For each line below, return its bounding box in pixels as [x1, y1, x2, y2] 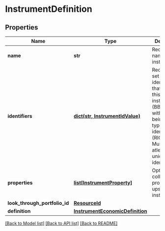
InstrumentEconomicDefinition [73, 208, 147, 214]
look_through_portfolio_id [7, 200, 69, 206]
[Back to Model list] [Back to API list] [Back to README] [5, 221, 118, 226]
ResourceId [73, 200, 101, 206]
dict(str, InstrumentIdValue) [73, 113, 141, 119]
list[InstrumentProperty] [73, 179, 133, 186]
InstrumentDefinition [5, 3, 92, 15]
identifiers [7, 113, 32, 119]
